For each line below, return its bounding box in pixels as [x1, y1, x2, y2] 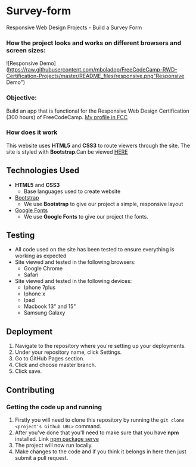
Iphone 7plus [23, 284, 55, 291]
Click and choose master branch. [14, 362, 97, 369]
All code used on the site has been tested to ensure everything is [14, 246, 175, 253]
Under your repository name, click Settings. [14, 348, 122, 356]
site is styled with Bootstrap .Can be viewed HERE [6, 148, 128, 155]
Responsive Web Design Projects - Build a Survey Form [6, 24, 142, 31]
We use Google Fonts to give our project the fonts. [23, 213, 149, 220]
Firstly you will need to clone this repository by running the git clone [14, 416, 185, 424]
